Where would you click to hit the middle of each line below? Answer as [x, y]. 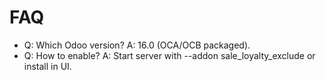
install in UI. [47, 66]
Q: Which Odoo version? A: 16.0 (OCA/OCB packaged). [137, 45]
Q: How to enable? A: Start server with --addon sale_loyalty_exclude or [169, 55]
